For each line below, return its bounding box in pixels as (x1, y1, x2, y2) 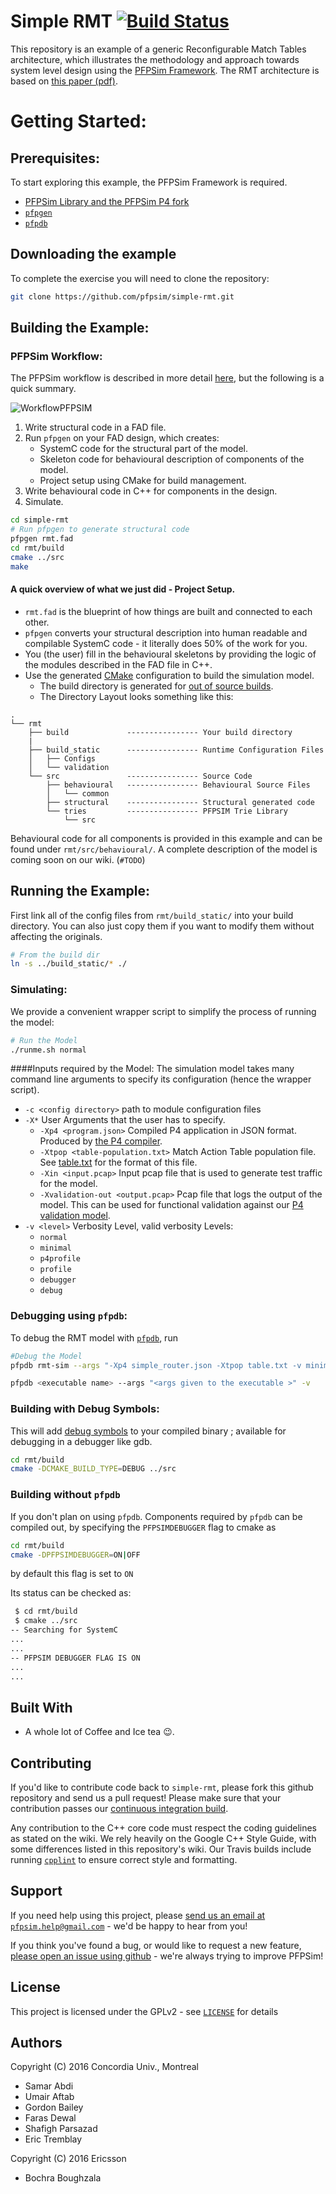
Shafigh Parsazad (24, 2123, 98, 2135)
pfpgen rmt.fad (10, 534, 74, 544)
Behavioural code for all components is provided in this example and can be (10, 832, 323, 844)
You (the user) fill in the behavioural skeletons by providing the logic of (24, 648, 317, 660)
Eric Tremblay (24, 2133, 83, 2145)
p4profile (39, 1254, 82, 1264)
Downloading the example (10, 246, 177, 263)
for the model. (39, 1178, 98, 1190)
